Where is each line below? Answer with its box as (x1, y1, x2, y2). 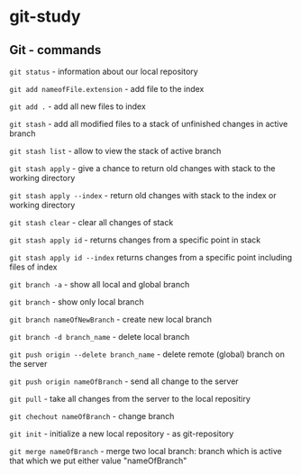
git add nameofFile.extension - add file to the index (9, 84, 205, 94)
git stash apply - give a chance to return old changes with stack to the (9, 163, 276, 173)
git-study (9, 6, 81, 27)
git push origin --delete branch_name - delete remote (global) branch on (9, 349, 286, 360)
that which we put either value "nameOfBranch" (9, 455, 187, 466)
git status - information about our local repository (9, 66, 198, 77)
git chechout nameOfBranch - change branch (9, 411, 175, 421)
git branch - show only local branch (9, 297, 144, 307)
